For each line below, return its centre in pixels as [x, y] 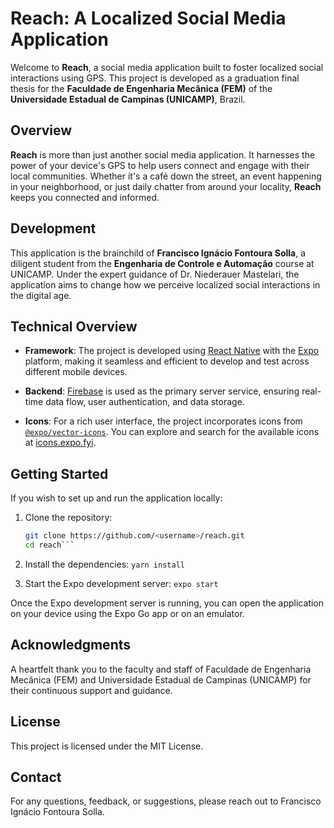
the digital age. [41, 295]
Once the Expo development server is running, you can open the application [167, 603]
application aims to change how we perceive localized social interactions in [165, 284]
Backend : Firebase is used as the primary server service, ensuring [162, 391]
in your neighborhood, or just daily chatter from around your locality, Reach [166, 186]
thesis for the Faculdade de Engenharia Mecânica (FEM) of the [141, 88]
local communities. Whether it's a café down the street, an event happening [166, 176]
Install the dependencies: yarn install [104, 564]
